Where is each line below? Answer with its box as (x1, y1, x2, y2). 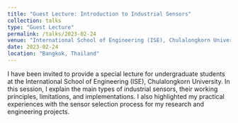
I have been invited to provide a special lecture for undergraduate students (7, 69, 225, 78)
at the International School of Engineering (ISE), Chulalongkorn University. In (7, 77, 230, 85)
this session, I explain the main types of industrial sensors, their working (7, 85, 218, 93)
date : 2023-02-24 (7, 43, 59, 50)
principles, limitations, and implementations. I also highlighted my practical (7, 92, 225, 100)
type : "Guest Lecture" (7, 23, 74, 31)
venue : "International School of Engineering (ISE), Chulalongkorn (7, 37, 211, 44)
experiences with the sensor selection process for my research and (7, 100, 204, 108)
